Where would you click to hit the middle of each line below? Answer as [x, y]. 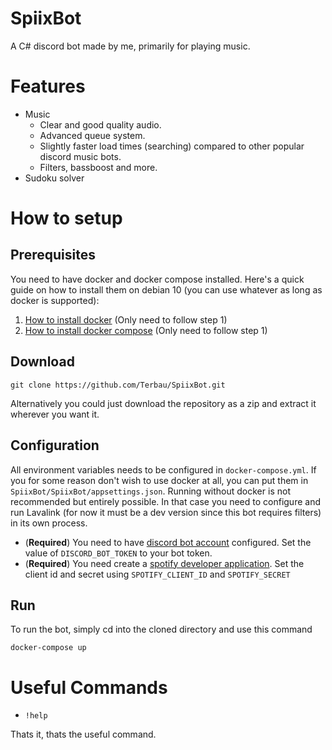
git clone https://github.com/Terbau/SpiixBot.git [118, 385]
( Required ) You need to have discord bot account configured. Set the [168, 542]
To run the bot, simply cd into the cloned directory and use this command [161, 629]
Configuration [55, 445]
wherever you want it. [55, 414]
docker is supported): [55, 300]
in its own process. [49, 523]
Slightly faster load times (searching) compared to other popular [172, 146]
